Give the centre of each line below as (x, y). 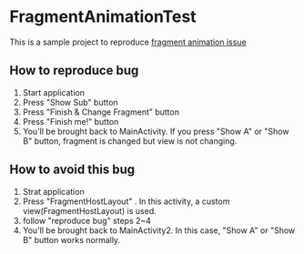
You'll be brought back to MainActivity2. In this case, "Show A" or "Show (159, 230)
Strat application (53, 191)
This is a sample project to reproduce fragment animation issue (128, 42)
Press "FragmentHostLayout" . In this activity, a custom (126, 201)
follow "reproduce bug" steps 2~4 (87, 220)
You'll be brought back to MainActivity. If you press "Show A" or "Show (156, 131)
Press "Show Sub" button (70, 102)
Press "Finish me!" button (71, 121)
